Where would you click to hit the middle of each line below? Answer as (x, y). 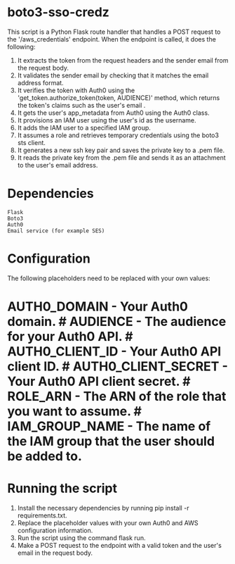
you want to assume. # (75, 411)
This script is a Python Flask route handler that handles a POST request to (114, 32)
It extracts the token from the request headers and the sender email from (123, 60)
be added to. (45, 456)
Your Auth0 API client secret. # (99, 382)
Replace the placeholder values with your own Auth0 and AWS (108, 522)
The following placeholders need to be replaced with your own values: (109, 278)
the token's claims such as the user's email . (81, 105)
